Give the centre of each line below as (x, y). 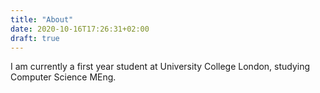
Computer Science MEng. (63, 77)
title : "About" (42, 19)
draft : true (35, 38)
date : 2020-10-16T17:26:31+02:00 (80, 29)
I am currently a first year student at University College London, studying (160, 67)
